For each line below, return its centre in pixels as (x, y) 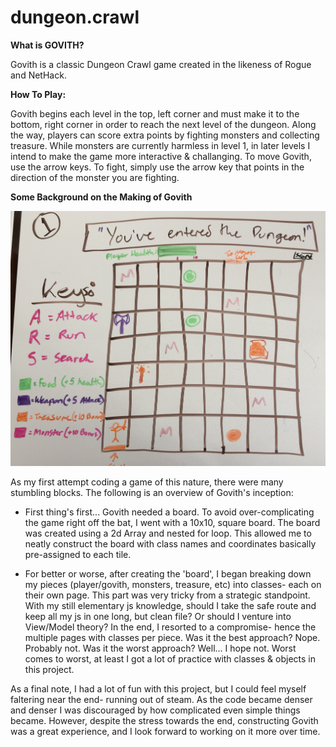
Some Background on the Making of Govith (101, 197)
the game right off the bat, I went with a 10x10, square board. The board (172, 522)
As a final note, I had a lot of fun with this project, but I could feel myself (158, 688)
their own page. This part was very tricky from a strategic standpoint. (167, 595)
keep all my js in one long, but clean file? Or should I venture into (158, 616)
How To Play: (38, 94)
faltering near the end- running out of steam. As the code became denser (161, 699)
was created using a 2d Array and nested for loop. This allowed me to (168, 533)
